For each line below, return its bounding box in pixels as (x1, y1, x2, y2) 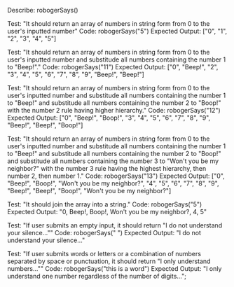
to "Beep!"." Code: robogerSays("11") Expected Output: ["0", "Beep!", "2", (7, 63, 219, 71)
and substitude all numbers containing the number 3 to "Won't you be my (7, 157, 219, 165)
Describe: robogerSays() (7, 6, 78, 14)
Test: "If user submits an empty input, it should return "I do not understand (7, 221, 223, 230)
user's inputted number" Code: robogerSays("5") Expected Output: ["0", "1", (7, 27, 228, 35)
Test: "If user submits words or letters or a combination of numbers (7, 250, 202, 258)
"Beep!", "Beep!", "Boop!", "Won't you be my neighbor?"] (7, 187, 172, 195)
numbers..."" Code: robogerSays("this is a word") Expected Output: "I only (7, 265, 222, 272)
